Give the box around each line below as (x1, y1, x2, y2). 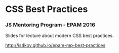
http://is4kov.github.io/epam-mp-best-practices (5, 42, 106, 48)
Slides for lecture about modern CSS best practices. (5, 32, 114, 38)
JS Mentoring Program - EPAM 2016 (5, 21, 95, 28)
